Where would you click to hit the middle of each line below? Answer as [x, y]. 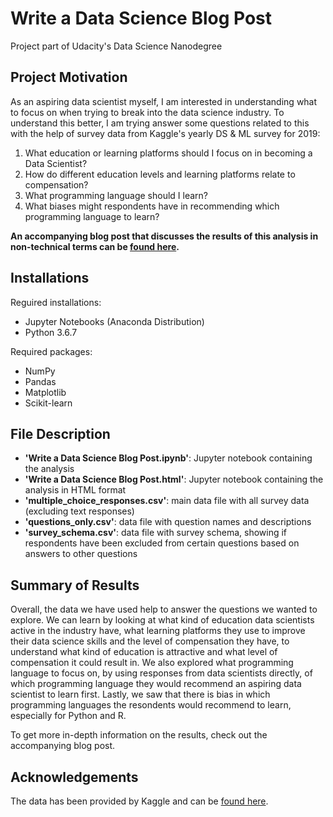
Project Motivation [69, 77]
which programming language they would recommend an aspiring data [156, 684]
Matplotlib [45, 392]
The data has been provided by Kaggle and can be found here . [139, 801]
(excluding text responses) [79, 511]
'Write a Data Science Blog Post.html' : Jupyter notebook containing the [174, 479]
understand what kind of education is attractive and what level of [144, 652]
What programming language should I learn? [116, 195]
